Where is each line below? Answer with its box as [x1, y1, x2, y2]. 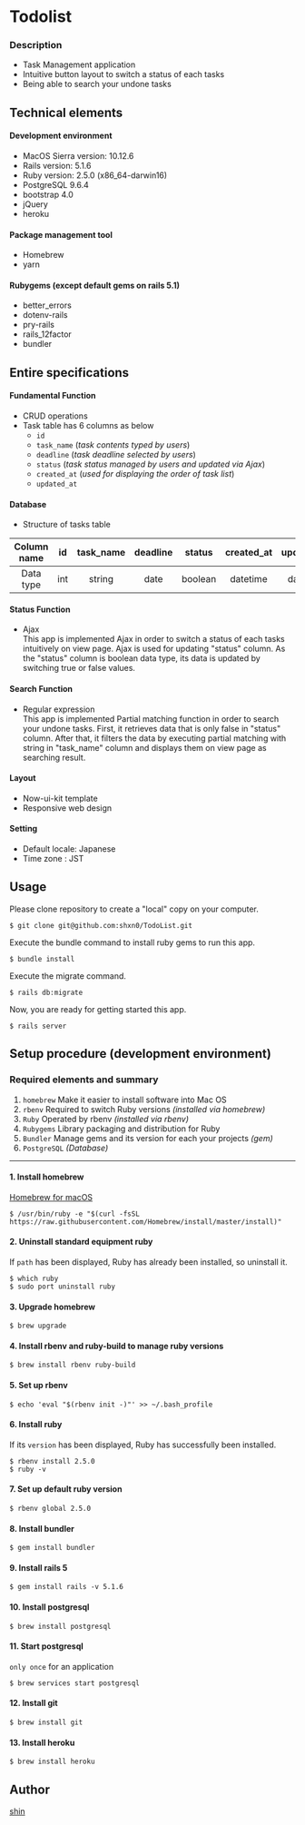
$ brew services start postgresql [9, 1678, 141, 1688]
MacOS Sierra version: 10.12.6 [22, 151, 134, 162]
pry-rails [22, 320, 54, 330]
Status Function [9, 604, 71, 615]
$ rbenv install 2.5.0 [9, 1456, 95, 1465]
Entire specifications [9, 365, 130, 380]
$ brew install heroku [9, 1757, 95, 1767]
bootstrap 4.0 [22, 189, 74, 201]
